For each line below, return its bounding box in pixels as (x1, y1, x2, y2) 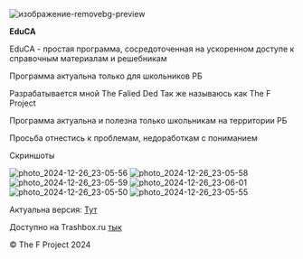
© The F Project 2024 (9, 239, 91, 250)
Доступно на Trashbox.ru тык (9, 222, 122, 232)
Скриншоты (9, 150, 55, 161)
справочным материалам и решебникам (9, 53, 167, 63)
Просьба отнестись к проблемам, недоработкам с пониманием (9, 133, 258, 143)
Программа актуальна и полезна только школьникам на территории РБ (9, 116, 288, 125)
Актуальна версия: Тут (9, 204, 98, 215)
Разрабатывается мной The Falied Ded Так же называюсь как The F (9, 88, 271, 98)
